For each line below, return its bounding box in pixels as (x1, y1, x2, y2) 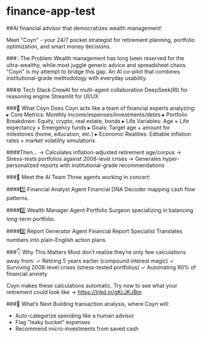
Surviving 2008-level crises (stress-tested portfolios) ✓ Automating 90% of (6, 263, 197, 271)
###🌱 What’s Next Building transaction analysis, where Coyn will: (6, 300, 170, 307)
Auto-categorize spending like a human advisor (15, 312, 134, 319)
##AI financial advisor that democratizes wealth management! (6, 24, 162, 32)
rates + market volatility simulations (6, 137, 96, 144)
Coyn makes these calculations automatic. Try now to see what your (6, 282, 178, 289)
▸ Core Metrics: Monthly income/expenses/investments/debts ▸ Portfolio (6, 111, 187, 118)
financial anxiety (6, 270, 47, 277)
